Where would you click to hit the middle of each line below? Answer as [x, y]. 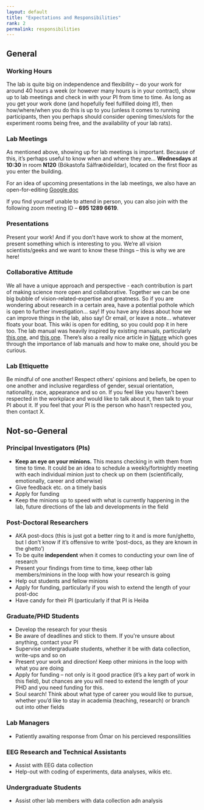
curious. [17, 350]
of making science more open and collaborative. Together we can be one [98, 292]
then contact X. [26, 412]
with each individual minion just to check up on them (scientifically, [99, 474]
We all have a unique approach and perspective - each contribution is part [100, 285]
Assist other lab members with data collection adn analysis [89, 801]
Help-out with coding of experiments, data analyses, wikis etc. [93, 772]
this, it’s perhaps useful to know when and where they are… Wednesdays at [102, 158]
